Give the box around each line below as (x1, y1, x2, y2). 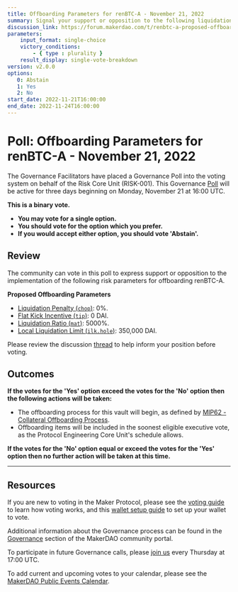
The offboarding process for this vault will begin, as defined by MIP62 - (17, 408, 227, 417)
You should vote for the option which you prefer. (17, 221, 163, 230)
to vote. (7, 513, 30, 522)
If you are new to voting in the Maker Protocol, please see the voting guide (7, 498, 225, 507)
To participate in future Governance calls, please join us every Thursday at (7, 548, 225, 557)
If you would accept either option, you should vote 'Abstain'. (17, 229, 199, 238)
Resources (7, 479, 56, 491)
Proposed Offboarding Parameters (7, 290, 111, 298)
